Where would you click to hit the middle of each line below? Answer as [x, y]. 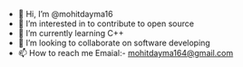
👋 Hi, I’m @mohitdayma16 [65, 14]
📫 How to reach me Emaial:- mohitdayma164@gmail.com [126, 53]
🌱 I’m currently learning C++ [71, 33]
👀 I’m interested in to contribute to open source [106, 24]
